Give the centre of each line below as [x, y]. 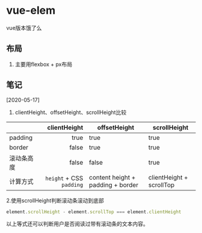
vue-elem [31, 11]
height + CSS [64, 178]
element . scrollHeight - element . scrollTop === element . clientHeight [94, 212]
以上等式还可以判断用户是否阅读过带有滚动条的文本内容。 [77, 224]
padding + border [114, 185]
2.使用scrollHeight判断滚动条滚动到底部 [55, 200]
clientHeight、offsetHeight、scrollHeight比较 [71, 112]
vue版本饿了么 [24, 28]
